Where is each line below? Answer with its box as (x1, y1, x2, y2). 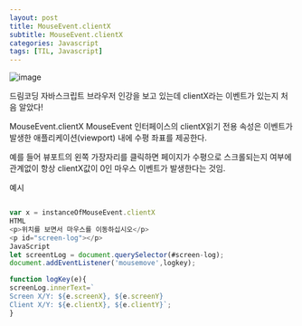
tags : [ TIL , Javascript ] (9, 47, 103, 56)
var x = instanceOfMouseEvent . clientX (9, 208, 156, 217)
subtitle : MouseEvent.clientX (9, 30, 124, 39)
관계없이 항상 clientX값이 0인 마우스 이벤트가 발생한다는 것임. (9, 163, 226, 174)
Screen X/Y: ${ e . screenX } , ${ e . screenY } (9, 292, 165, 301)
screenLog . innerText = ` (9, 283, 95, 292)
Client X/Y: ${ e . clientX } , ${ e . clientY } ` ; (9, 300, 172, 309)
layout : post (9, 13, 59, 23)
